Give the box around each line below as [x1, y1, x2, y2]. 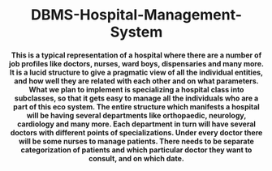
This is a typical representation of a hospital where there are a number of [11, 50, 262, 60]
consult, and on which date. [88, 153, 185, 163]
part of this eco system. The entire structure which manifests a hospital [13, 101, 260, 111]
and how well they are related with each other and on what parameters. [14, 75, 259, 86]
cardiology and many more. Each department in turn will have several [17, 119, 256, 129]
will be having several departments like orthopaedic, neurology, [26, 110, 247, 120]
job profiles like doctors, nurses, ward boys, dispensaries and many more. [9, 58, 264, 68]
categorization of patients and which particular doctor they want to [20, 144, 253, 155]
